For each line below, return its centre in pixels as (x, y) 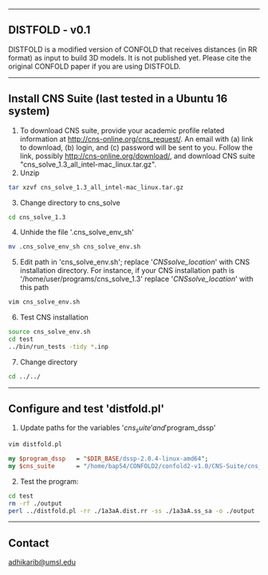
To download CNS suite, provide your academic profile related (122, 130)
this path (34, 287)
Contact (29, 543)
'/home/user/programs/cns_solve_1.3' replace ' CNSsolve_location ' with (136, 279)
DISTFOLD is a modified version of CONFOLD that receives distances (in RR (133, 49)
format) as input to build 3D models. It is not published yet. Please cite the (130, 57)
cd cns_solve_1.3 (37, 217)
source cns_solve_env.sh (49, 332)
